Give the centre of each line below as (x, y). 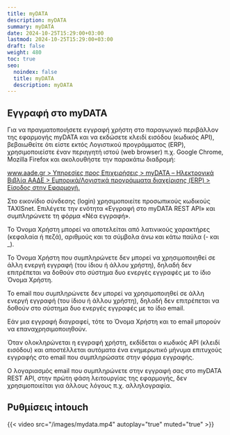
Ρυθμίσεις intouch (48, 408)
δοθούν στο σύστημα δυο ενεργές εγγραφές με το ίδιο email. (96, 308)
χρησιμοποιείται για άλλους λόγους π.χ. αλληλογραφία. (90, 386)
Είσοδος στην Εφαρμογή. (43, 188)
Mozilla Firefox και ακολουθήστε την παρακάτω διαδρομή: (91, 159)
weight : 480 (24, 53)
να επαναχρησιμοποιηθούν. (47, 329)
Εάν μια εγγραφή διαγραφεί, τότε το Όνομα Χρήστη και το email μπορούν (114, 322)
